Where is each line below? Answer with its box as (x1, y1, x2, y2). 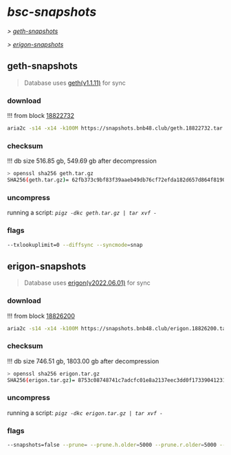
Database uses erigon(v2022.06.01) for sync (23, 279, 151, 287)
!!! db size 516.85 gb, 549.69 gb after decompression (7, 156, 157, 165)
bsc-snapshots (7, 4, 97, 20)
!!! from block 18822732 (7, 112, 74, 120)
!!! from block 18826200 (7, 312, 76, 320)
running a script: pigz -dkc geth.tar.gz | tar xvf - (7, 208, 157, 217)
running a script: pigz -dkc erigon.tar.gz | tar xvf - (7, 408, 163, 417)
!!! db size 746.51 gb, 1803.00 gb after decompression (7, 356, 159, 365)
